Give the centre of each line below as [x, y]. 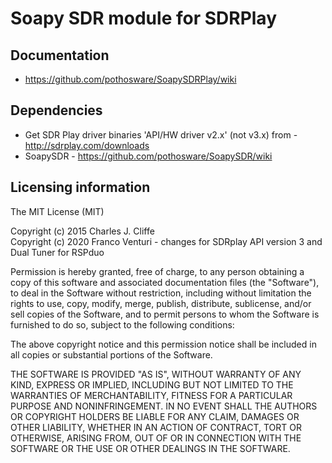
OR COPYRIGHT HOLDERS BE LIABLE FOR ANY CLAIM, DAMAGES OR [155, 416]
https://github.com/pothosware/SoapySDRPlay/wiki [130, 79]
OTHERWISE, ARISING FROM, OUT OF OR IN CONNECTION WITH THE [156, 438]
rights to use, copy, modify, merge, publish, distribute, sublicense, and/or [161, 303]
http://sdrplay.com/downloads [87, 145]
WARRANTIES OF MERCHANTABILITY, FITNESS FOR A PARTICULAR [151, 395]
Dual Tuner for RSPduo [57, 252]
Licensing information [80, 187]
